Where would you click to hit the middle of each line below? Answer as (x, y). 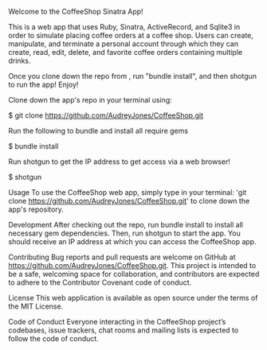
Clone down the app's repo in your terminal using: (90, 100)
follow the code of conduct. (54, 338)
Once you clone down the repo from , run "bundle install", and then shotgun (133, 76)
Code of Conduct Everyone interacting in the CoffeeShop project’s (117, 322)
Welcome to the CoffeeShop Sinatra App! (76, 12)
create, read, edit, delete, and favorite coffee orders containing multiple (126, 52)
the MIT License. (36, 306)
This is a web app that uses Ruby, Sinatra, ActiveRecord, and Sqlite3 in (124, 27)
